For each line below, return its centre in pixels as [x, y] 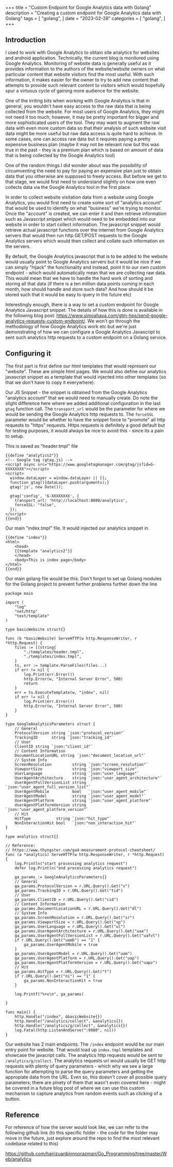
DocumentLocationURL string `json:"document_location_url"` [80, 755]
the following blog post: [30, 315]
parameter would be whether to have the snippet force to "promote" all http [85, 419]
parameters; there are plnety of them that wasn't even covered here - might [85, 1082]
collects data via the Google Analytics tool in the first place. [68, 187]
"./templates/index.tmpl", [53, 656]
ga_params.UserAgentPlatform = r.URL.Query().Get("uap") [77, 958]
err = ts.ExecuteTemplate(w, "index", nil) [62, 692]
